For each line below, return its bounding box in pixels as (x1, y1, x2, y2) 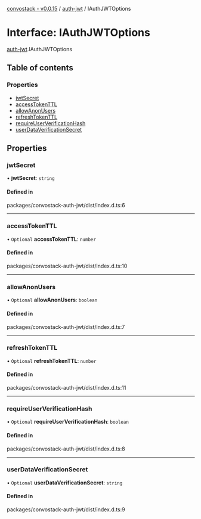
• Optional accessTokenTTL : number (7, 235, 96, 243)
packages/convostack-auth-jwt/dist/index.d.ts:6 (7, 201, 125, 209)
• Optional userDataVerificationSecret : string (7, 479, 123, 486)
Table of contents (7, 63, 73, 73)
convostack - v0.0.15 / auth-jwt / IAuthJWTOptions (7, 5, 131, 12)
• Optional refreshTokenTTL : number (7, 357, 97, 364)
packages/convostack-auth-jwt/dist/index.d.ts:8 (7, 445, 125, 452)
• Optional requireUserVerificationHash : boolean (7, 418, 129, 425)
